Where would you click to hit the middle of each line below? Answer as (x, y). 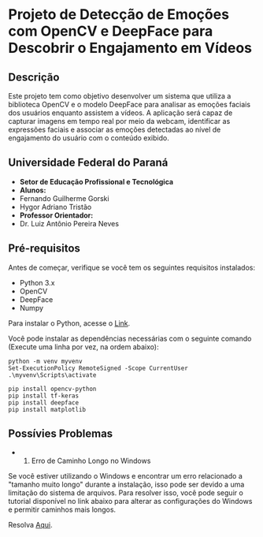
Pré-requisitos (44, 249)
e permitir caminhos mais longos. (62, 509)
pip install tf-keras (44, 396)
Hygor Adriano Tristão (56, 207)
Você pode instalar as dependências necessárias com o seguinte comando (130, 338)
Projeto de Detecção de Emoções (119, 15)
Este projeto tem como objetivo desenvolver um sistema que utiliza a (120, 96)
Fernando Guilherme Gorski (64, 198)
